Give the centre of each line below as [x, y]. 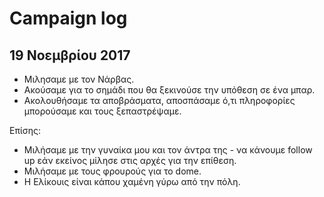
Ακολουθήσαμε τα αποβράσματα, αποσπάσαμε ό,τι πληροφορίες [159, 100]
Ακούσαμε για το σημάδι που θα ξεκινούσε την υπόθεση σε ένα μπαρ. [169, 90]
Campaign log [68, 18]
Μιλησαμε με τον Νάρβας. [79, 79]
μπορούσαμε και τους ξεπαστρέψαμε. [102, 111]
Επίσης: [25, 130]
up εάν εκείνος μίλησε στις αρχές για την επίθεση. [130, 160]
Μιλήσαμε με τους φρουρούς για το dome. [112, 171]
